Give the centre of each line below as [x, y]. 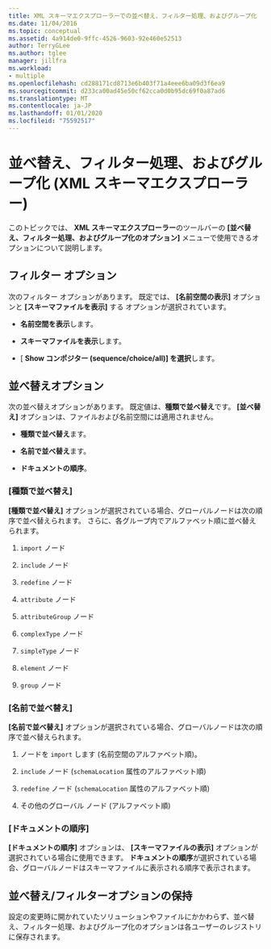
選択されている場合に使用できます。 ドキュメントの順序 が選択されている [129, 858]
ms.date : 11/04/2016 [43, 23]
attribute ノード [48, 599]
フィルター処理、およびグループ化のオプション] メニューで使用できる [137, 237]
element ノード [44, 667]
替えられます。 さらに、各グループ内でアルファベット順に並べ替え [146, 520]
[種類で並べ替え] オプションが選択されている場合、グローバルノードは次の [132, 510]
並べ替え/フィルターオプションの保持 [100, 895]
